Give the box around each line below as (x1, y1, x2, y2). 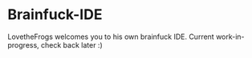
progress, (7, 40, 39, 49)
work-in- (215, 32, 246, 41)
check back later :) (40, 40, 103, 49)
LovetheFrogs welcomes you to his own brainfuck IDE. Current (7, 32, 214, 41)
